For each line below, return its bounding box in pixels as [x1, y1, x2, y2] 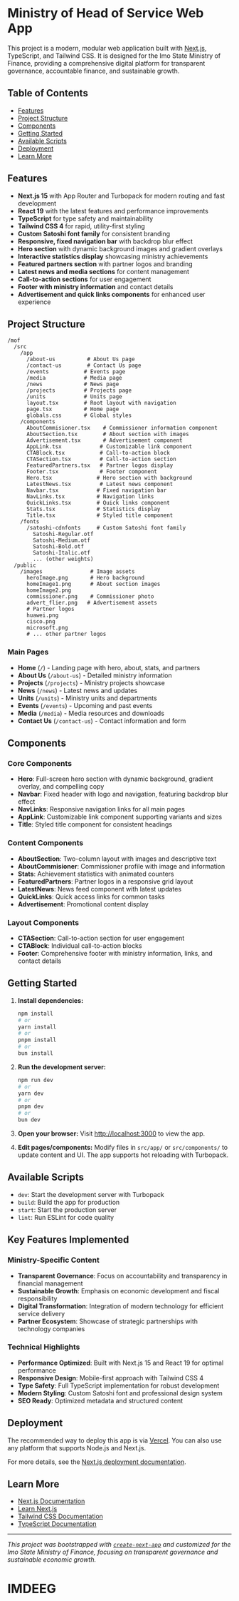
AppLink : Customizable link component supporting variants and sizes [17, 812, 223, 822]
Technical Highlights [7, 1342, 80, 1352]
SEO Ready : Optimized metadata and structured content [17, 1396, 184, 1405]
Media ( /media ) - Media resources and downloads [17, 709, 165, 717]
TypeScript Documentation [17, 1520, 97, 1528]
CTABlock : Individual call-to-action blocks [17, 941, 142, 950]
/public [14, 562, 37, 569]
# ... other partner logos [26, 630, 107, 638]
